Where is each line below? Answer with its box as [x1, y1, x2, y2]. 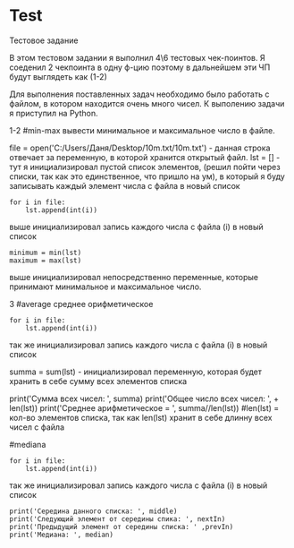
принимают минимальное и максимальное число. [9, 281, 202, 292]
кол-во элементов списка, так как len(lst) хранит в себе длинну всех [9, 412, 273, 423]
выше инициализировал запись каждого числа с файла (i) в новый [9, 221, 264, 232]
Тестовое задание [9, 35, 79, 46]
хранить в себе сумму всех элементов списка [9, 375, 188, 386]
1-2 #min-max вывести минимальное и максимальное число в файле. [9, 124, 275, 135]
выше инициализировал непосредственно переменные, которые [9, 271, 259, 282]
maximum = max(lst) [9, 256, 82, 265]
